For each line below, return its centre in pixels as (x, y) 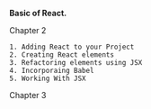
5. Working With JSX (48, 78)
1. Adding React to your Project (72, 47)
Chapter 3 (28, 95)
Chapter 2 (28, 30)
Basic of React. (38, 13)
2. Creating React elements (62, 55)
